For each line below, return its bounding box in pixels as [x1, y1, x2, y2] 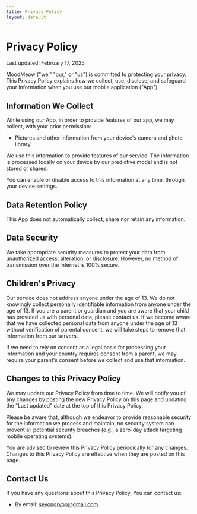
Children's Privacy [6, 279, 76, 289]
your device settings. [6, 182, 58, 190]
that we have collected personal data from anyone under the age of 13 [6, 319, 178, 327]
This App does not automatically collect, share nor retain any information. [6, 216, 186, 223]
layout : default [6, 14, 46, 20]
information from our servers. [6, 332, 78, 339]
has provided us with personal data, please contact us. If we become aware [6, 313, 192, 320]
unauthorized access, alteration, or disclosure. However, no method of [6, 255, 179, 262]
